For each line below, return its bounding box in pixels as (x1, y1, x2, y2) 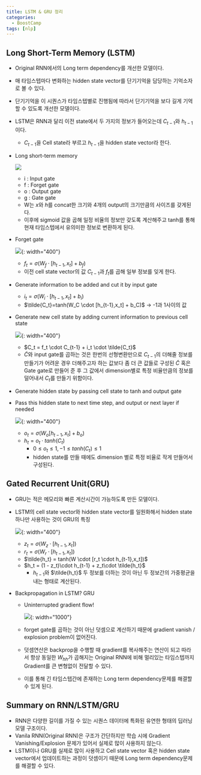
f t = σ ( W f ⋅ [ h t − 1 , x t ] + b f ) (23, 259, 86, 268)
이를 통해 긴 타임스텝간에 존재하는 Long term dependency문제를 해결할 (23, 675, 193, 683)
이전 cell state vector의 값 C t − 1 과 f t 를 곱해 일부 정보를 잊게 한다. (23, 268, 176, 277)
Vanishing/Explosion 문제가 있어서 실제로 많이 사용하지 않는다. (14, 739, 163, 747)
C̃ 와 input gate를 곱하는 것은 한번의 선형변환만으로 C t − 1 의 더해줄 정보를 (23, 351, 193, 359)
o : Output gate (23, 187, 61, 195)
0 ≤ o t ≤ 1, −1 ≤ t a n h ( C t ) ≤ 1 (32, 445, 102, 453)
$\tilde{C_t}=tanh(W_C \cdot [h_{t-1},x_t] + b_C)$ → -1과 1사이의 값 (23, 301, 187, 309)
